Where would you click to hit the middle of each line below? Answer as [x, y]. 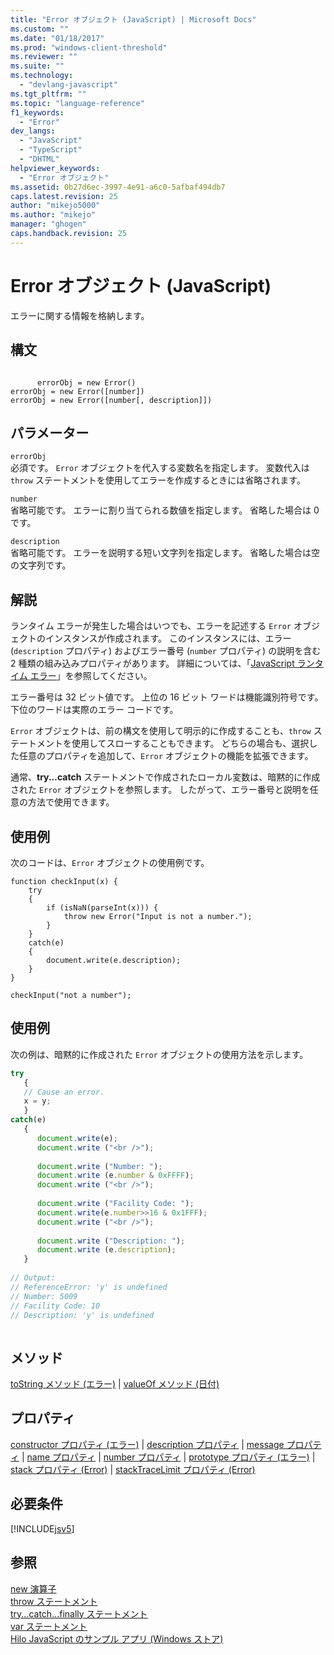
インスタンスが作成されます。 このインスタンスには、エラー [168, 638]
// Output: [33, 1278]
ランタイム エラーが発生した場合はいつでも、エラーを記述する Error [151, 626]
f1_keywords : [37, 112]
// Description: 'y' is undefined [82, 1315]
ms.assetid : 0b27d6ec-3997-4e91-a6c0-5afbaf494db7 [118, 187]
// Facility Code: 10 [55, 1306]
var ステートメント [49, 1626]
